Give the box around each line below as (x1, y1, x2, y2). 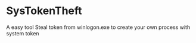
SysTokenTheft (6, 4, 82, 18)
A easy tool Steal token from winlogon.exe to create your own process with (6, 24, 191, 31)
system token (6, 29, 40, 37)
